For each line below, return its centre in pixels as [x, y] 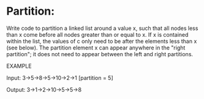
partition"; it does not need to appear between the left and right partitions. [100, 54]
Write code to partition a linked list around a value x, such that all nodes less [102, 28]
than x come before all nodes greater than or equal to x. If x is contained [97, 34]
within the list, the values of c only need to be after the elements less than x [102, 41]
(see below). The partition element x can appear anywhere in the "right [96, 48]
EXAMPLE [19, 66]
